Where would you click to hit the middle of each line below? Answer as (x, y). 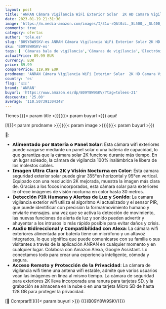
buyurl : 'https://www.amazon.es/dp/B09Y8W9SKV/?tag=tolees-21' (72, 92)
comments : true (21, 28)
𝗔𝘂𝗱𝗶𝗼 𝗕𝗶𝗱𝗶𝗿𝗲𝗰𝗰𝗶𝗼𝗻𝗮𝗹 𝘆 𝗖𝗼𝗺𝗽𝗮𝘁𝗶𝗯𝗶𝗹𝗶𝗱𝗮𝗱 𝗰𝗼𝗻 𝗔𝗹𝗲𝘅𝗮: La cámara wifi (85, 228)
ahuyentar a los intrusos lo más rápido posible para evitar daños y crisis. (86, 223)
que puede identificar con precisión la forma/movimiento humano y (81, 208)
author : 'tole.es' (24, 38)
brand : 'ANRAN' (21, 88)
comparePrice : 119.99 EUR (32, 70)
